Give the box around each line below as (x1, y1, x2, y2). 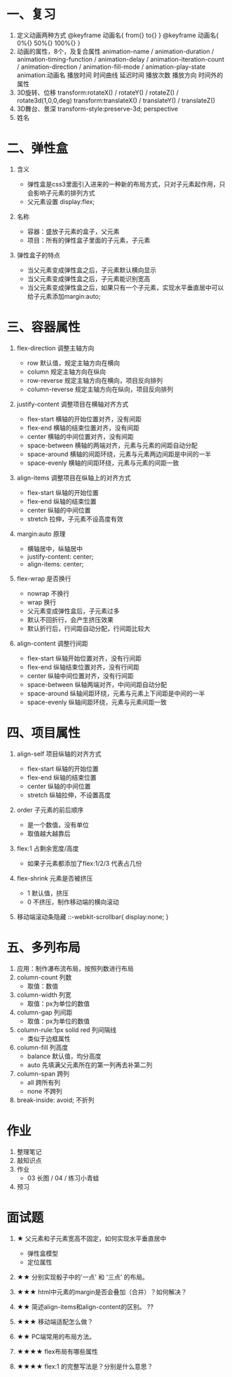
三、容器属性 (6, 320, 81, 335)
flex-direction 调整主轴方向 (16, 344, 95, 352)
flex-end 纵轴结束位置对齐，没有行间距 (27, 663, 139, 671)
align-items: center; (27, 559, 84, 568)
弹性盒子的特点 (16, 250, 60, 259)
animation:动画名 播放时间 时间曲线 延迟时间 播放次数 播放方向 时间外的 (16, 71, 224, 79)
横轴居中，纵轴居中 (27, 544, 83, 552)
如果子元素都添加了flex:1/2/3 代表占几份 (27, 859, 142, 867)
